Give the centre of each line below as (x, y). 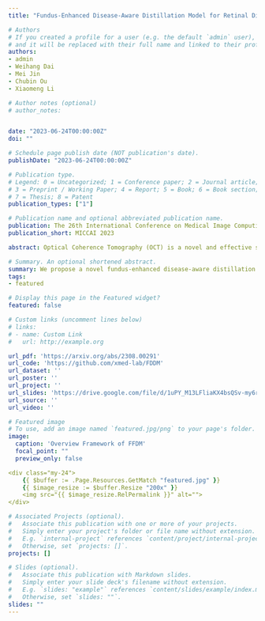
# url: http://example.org (56, 342)
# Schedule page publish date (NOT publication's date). (104, 153)
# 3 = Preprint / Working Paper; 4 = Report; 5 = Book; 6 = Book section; (134, 189)
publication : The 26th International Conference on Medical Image (119, 226)
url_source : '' (33, 400)
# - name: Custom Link (45, 334)
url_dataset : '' (35, 371)
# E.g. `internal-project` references (76, 539)
